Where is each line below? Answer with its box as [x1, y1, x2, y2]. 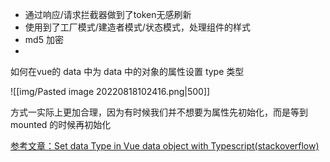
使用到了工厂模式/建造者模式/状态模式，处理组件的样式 [24, 21, 251, 33]
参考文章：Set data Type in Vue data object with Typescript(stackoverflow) [10, 140, 320, 152]
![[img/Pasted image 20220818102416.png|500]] [10, 86, 211, 97]
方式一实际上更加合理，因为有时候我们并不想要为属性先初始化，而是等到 [10, 106, 308, 118]
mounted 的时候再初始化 [10, 119, 112, 130]
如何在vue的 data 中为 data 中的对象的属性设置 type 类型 [10, 66, 245, 77]
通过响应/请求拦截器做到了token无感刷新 [24, 9, 192, 20]
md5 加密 [24, 34, 64, 45]
